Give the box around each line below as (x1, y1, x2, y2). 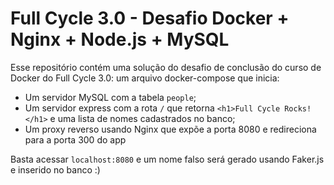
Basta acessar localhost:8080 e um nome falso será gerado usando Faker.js (10, 153, 325, 165)
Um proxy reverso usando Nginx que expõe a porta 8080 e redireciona (24, 123, 317, 135)
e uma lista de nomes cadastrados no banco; (49, 112, 236, 124)
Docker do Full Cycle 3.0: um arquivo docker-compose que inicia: (10, 72, 280, 84)
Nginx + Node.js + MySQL (10, 28, 230, 51)
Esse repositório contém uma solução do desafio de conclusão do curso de (10, 61, 322, 73)
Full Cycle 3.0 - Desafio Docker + (10, 7, 290, 30)
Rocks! (284, 103, 312, 114)
